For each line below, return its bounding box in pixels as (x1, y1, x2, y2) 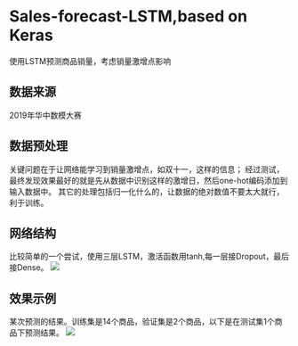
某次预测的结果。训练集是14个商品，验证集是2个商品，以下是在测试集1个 (9, 317, 275, 327)
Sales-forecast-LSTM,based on (9, 6, 247, 27)
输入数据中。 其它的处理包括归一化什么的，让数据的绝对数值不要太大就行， (9, 185, 285, 197)
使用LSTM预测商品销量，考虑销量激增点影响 (9, 55, 172, 66)
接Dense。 (9, 262, 49, 273)
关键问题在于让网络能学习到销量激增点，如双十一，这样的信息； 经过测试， (9, 163, 285, 175)
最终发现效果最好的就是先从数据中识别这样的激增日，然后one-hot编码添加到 (9, 175, 288, 185)
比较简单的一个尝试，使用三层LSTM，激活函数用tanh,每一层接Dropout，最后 (9, 251, 289, 262)
